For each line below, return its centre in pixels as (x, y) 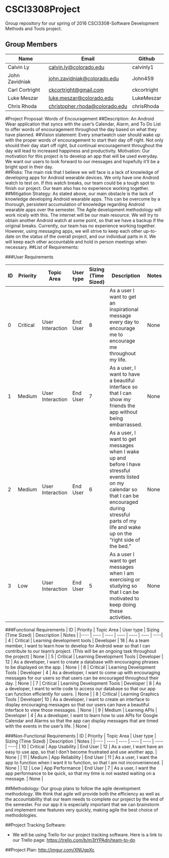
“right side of (125, 540)
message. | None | (24, 778)
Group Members (31, 45)
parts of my (123, 521)
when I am (122, 573)
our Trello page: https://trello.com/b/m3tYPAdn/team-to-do (74, 840)
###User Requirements (29, 257)
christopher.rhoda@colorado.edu (88, 106)
